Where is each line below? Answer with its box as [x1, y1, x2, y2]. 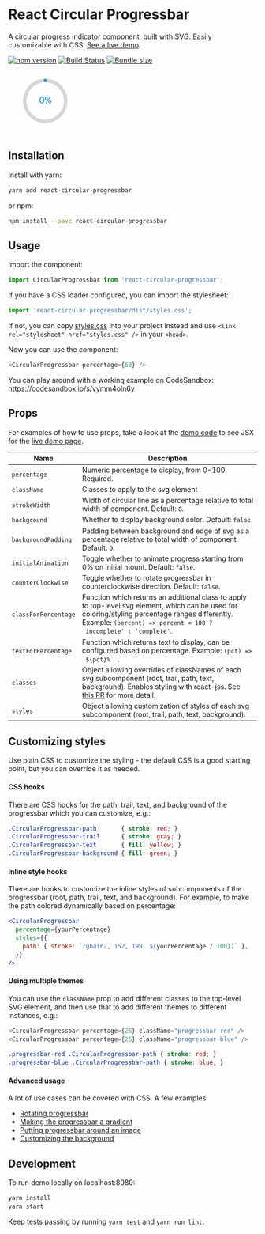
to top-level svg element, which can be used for [81, 601, 238, 611]
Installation [8, 149, 65, 163]
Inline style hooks [8, 866, 68, 876]
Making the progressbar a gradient [19, 1117, 132, 1126]
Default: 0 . [81, 543, 115, 552]
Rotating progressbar [19, 1109, 89, 1119]
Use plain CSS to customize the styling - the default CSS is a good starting [8, 755, 251, 765]
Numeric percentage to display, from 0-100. [81, 465, 227, 475]
